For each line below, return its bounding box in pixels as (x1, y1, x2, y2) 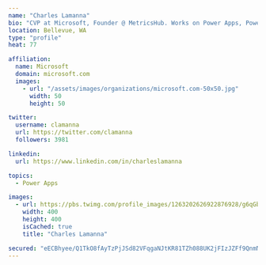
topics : (8, 172, 34, 180)
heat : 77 (8, 41, 37, 49)
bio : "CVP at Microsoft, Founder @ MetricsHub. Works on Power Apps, (8, 19, 243, 27)
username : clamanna (15, 121, 80, 129)
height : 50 (28, 100, 66, 108)
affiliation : (8, 55, 51, 63)
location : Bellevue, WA (8, 26, 87, 34)
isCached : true (22, 222, 73, 230)
